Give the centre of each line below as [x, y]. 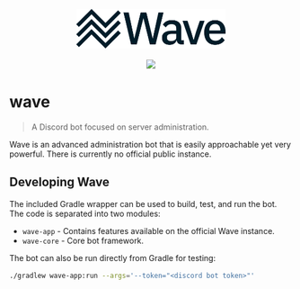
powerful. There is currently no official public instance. [110, 154]
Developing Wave [59, 182]
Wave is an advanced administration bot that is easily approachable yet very [150, 144]
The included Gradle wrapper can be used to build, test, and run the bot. [143, 203]
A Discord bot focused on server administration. [120, 127]
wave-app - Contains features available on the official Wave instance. [149, 230]
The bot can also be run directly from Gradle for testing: [113, 257]
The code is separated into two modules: [85, 213]
